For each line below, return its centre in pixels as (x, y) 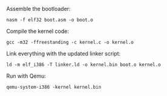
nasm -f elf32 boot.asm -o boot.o (50, 20)
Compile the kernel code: (38, 31)
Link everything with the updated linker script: (64, 53)
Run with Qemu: (26, 76)
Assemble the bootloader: (38, 9)
